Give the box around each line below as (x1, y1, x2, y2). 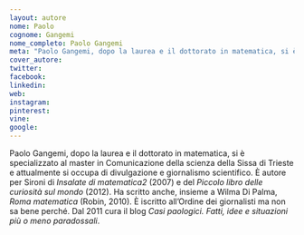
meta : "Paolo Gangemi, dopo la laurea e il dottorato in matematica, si (9, 47, 290, 56)
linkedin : (9, 81, 47, 90)
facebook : (9, 73, 47, 82)
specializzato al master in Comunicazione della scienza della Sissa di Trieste (9, 158, 294, 168)
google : (9, 123, 39, 132)
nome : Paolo (9, 22, 54, 31)
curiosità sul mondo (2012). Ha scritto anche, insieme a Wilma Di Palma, (9, 187, 278, 197)
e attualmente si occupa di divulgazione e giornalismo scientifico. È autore (9, 167, 287, 178)
